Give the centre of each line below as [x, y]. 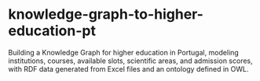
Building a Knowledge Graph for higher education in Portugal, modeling [124, 52]
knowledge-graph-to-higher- [106, 14]
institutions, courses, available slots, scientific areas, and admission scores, [130, 61]
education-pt [52, 31]
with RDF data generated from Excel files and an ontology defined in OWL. [128, 69]
